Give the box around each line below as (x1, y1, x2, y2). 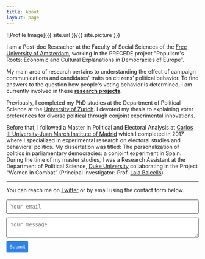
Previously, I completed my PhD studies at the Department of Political (6, 98, 181, 106)
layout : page (6, 15, 40, 21)
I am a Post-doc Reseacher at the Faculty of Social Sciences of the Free (6, 43, 187, 50)
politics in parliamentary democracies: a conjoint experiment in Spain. (6, 150, 182, 157)
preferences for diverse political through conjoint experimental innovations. (6, 112, 195, 119)
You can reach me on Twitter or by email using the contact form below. (6, 186, 184, 193)
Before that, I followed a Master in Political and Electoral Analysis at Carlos (6, 123, 193, 131)
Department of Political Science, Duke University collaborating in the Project (6, 162, 198, 170)
